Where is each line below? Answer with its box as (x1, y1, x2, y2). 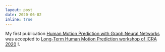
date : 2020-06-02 (5, 12, 42, 17)
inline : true (5, 17, 33, 22)
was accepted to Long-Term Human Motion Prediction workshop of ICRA (5, 36, 157, 42)
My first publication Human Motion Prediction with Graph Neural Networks (5, 31, 160, 37)
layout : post (5, 7, 33, 13)
